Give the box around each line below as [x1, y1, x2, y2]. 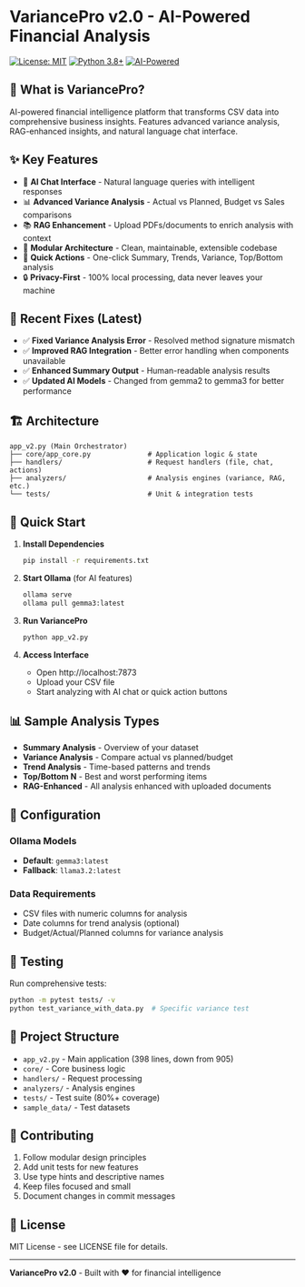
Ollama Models [9, 834, 77, 847]
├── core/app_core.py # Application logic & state [9, 450, 258, 459]
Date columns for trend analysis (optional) [22, 918, 180, 929]
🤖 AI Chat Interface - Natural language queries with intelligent [22, 176, 256, 187]
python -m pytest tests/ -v [9, 996, 116, 1005]
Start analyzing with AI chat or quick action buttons [35, 686, 228, 697]
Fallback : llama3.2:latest [22, 865, 122, 875]
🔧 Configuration [9, 807, 102, 822]
